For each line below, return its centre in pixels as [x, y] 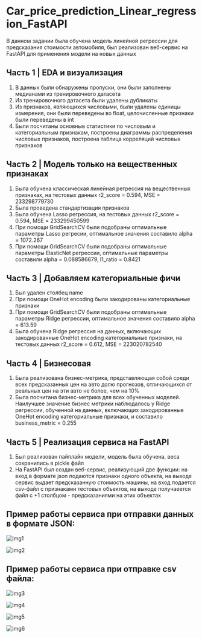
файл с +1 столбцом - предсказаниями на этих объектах [88, 495]
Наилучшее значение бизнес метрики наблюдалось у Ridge [93, 404]
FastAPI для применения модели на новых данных [71, 53]
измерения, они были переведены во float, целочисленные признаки [104, 113]
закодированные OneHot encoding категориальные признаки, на [99, 338]
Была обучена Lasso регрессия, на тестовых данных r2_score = [97, 214]
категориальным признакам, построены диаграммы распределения [104, 132]
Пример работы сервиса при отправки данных [100, 514]
